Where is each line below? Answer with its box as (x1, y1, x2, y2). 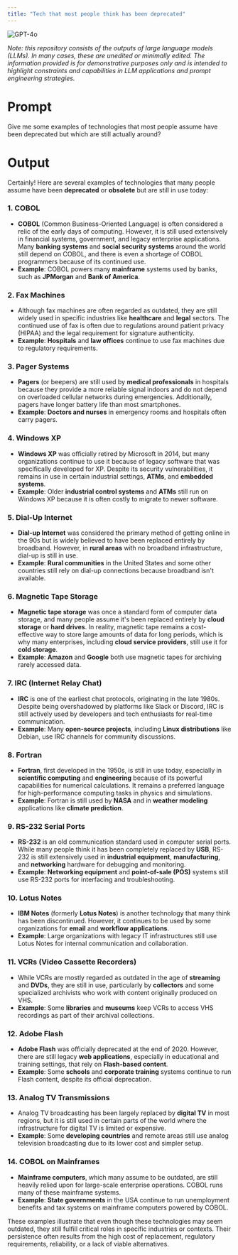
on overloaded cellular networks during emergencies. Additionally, (17, 393, 212, 401)
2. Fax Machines (7, 290, 65, 300)
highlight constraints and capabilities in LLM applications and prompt (7, 66, 211, 75)
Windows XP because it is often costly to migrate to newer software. (17, 494, 218, 503)
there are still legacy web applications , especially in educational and (17, 1053, 220, 1061)
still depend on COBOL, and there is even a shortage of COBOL (17, 249, 203, 258)
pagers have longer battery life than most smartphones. (17, 401, 181, 409)
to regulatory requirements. (17, 344, 98, 352)
